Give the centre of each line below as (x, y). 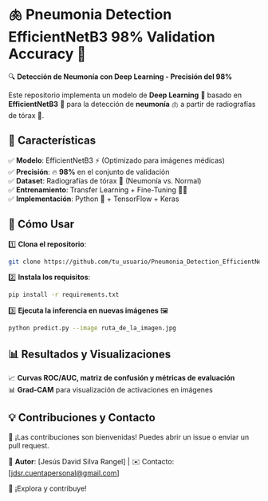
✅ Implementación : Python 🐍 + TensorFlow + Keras (94, 199)
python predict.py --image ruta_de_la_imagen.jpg (93, 328)
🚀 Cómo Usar (41, 225)
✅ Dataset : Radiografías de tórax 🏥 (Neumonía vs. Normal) (105, 180)
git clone (25, 262)
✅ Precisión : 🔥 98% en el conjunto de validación (89, 172)
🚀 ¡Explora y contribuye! (48, 488)
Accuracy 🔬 (47, 54)
